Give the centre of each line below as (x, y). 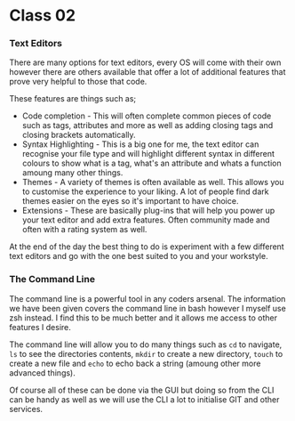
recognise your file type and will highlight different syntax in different (148, 154)
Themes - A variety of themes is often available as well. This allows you (153, 182)
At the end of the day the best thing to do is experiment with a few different (147, 247)
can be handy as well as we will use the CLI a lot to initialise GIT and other (144, 399)
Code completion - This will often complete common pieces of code (147, 116)
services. (26, 409)
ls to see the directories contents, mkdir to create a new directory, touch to (146, 353)
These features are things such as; (73, 99)
